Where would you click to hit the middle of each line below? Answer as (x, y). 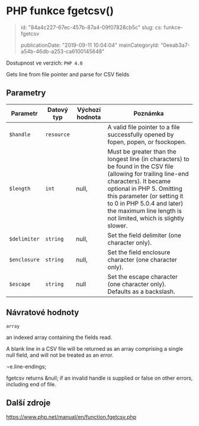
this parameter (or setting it (145, 196)
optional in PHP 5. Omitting (145, 188)
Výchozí (89, 110)
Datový (57, 110)
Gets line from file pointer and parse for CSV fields (68, 74)
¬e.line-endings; (26, 366)
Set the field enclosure (139, 252)
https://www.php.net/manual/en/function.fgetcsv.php (71, 417)
